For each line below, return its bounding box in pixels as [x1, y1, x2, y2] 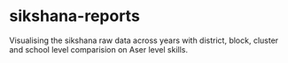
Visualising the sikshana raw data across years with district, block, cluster [9, 35, 279, 45]
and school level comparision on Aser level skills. [9, 44, 189, 54]
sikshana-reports [9, 6, 140, 26]
